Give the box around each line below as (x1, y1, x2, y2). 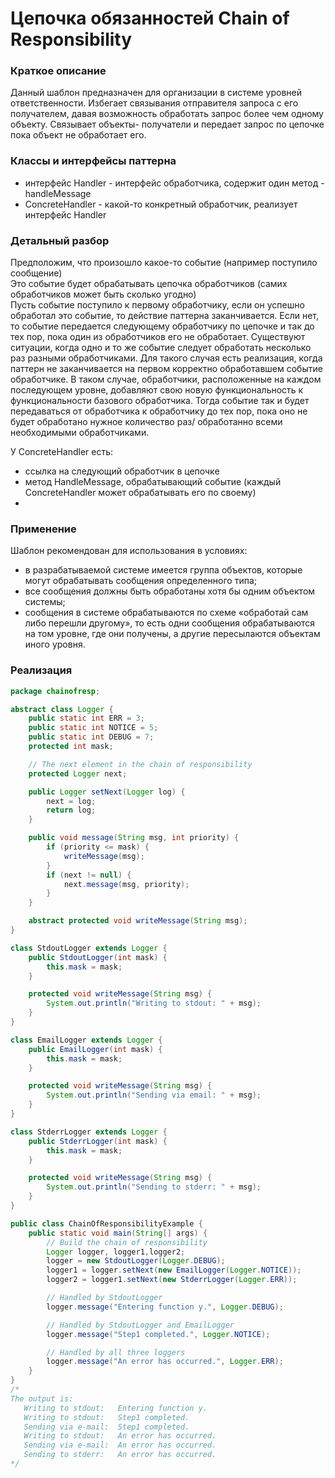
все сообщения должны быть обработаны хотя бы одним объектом (24, 585, 316, 597)
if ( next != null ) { (46, 870, 132, 880)
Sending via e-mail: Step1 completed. (23, 1422, 190, 1432)
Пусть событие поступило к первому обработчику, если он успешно (10, 299, 305, 311)
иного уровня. (24, 638, 86, 651)
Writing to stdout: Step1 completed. (23, 1412, 190, 1422)
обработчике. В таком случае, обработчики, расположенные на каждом (10, 373, 322, 386)
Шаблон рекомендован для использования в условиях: (10, 545, 248, 557)
